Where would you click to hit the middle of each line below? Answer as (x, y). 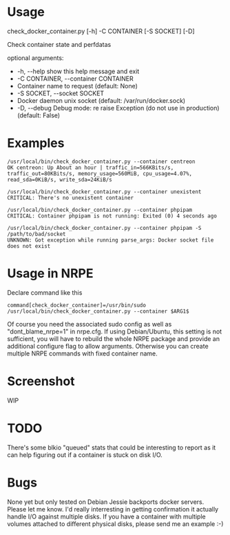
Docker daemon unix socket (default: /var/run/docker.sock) (101, 100)
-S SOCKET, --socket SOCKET (61, 93)
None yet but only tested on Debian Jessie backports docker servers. (106, 502)
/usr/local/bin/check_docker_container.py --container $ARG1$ (98, 311)
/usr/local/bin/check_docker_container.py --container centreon (101, 162)
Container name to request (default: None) (77, 86)
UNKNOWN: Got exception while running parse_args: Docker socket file (111, 240)
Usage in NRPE (50, 274)
